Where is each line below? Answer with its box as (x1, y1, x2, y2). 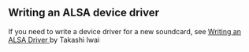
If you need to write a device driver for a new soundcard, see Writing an (8, 26, 242, 36)
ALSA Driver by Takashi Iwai (8, 35, 100, 44)
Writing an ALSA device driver (8, 6, 160, 19)
